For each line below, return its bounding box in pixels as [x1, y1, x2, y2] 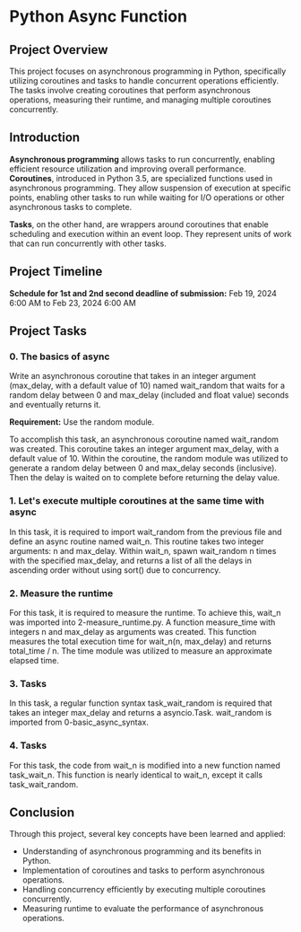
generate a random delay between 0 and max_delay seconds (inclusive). [9, 462, 278, 473]
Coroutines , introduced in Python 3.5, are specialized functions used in [9, 172, 273, 183]
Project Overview [9, 42, 108, 57]
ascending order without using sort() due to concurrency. [9, 564, 221, 576]
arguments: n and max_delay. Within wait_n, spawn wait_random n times [9, 545, 277, 556]
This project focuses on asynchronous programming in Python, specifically [9, 66, 287, 76]
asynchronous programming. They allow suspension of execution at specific [9, 182, 291, 193]
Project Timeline [9, 264, 103, 279]
